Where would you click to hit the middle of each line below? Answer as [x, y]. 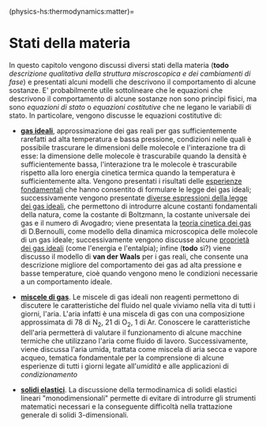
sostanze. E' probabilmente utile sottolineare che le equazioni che [116, 90]
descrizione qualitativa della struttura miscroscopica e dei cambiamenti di [130, 73]
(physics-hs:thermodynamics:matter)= [72, 11]
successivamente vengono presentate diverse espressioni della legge [134, 197]
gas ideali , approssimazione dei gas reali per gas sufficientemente [129, 130]
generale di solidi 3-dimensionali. [74, 414]
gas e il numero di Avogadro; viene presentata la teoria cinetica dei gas [136, 223]
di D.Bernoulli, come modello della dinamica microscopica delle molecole [139, 231]
